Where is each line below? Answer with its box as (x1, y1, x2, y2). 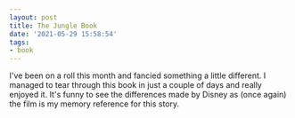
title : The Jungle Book (9, 21, 98, 30)
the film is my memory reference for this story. (9, 98, 180, 109)
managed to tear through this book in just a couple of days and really (9, 80, 263, 90)
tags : (9, 37, 29, 47)
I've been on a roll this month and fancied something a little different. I (9, 70, 266, 81)
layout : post (9, 12, 58, 22)
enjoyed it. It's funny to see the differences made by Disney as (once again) (9, 90, 287, 100)
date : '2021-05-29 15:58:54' (9, 29, 118, 38)
